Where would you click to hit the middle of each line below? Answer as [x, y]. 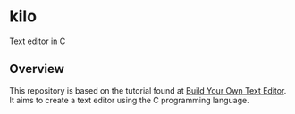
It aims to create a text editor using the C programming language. [129, 100]
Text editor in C [38, 41]
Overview [37, 69]
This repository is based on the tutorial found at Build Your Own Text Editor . [148, 90]
